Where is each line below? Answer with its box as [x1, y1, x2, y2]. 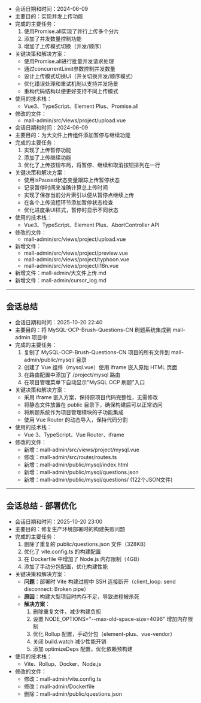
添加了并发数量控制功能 [23, 35, 82, 42]
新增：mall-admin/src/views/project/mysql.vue [23, 446, 139, 453]
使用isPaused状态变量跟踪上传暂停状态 [23, 176, 120, 183]
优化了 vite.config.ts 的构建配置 [23, 548, 102, 555]
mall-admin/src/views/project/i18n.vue [23, 263, 119, 269]
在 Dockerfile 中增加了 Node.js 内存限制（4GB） [23, 555, 143, 562]
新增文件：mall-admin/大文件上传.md [14, 269, 106, 276]
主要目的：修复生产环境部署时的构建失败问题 [14, 525, 126, 532]
